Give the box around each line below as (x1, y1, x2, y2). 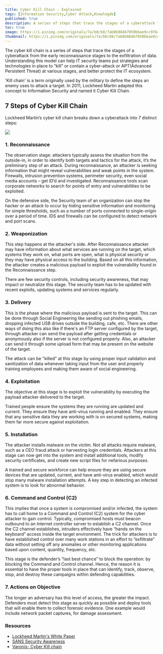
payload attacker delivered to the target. (5, 394, 85, 400)
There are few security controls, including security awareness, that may (5, 277, 149, 282)
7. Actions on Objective (5, 584, 61, 590)
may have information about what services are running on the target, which (5, 246, 155, 252)
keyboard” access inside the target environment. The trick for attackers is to (5, 531, 158, 537)
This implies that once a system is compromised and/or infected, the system (5, 506, 158, 511)
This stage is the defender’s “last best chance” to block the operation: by (5, 556, 151, 562)
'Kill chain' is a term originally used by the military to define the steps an (5, 77, 149, 83)
